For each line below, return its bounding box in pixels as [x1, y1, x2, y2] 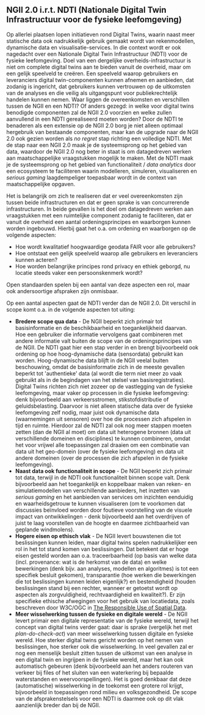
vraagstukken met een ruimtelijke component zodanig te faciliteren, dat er [6, 211, 192, 219]
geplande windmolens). [15, 526, 75, 533]
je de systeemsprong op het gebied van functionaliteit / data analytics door [6, 160, 196, 168]
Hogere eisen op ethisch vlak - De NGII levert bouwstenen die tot [15, 532, 181, 539]
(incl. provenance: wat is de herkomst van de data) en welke [15, 558, 167, 566]
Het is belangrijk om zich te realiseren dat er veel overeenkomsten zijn [6, 192, 183, 200]
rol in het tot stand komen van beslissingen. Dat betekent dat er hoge [15, 545, 189, 553]
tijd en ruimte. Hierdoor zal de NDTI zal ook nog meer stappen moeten [15, 422, 192, 429]
